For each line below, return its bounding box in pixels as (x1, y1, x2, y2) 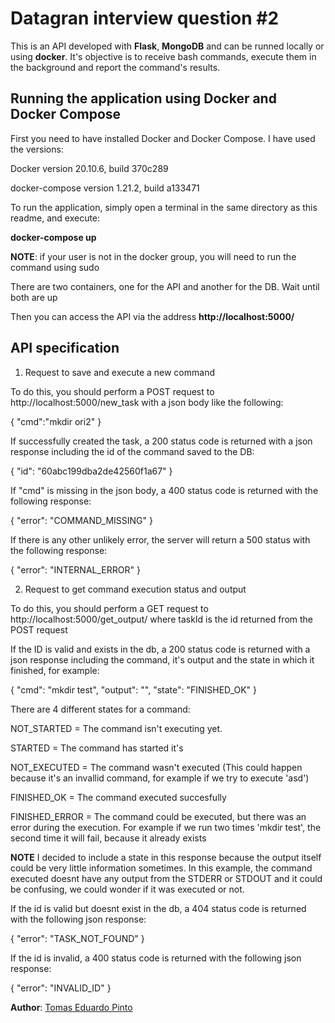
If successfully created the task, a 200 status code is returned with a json (10, 435, 313, 447)
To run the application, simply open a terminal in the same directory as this (10, 201, 318, 213)
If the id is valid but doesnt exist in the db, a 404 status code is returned (10, 902, 307, 914)
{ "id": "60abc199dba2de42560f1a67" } (10, 465, 173, 477)
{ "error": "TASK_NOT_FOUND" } (10, 932, 145, 944)
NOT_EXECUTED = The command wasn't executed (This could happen (10, 761, 303, 773)
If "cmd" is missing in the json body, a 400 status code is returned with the (10, 484, 319, 496)
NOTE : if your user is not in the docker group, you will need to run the (10, 250, 297, 262)
